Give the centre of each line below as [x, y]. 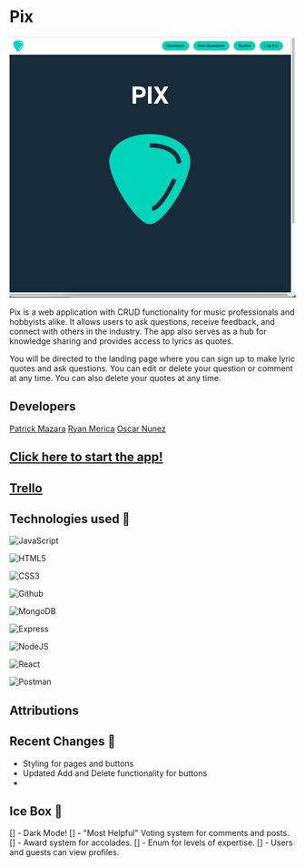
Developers [43, 407]
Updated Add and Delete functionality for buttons [115, 773]
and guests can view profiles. [64, 852]
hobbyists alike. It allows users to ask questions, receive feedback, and [142, 321]
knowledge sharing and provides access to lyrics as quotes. [122, 341]
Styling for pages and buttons [78, 763]
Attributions [44, 710]
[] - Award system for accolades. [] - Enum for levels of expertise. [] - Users [151, 842]
